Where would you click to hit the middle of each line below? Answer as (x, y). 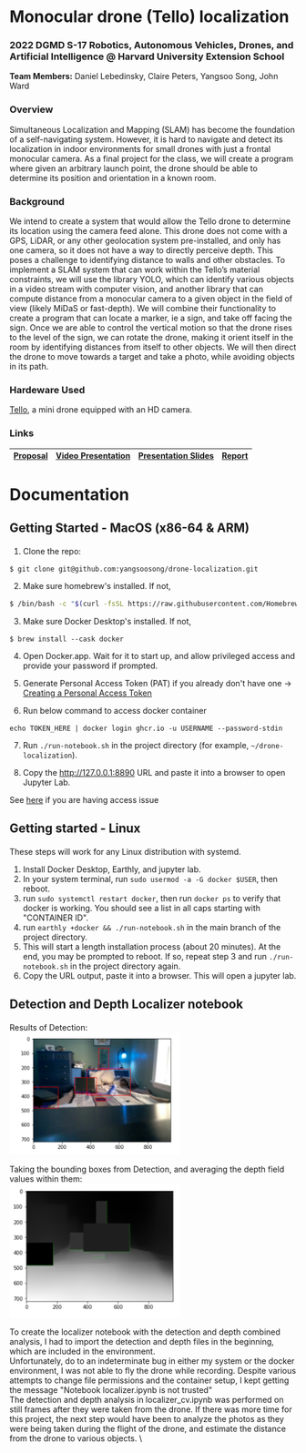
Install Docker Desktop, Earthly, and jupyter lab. (112, 869)
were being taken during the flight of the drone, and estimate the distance (148, 1429)
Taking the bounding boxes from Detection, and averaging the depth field (147, 1169)
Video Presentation (93, 456)
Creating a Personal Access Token (87, 693)
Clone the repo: (52, 551)
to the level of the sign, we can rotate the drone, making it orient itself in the (152, 338)
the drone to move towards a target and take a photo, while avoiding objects (152, 357)
